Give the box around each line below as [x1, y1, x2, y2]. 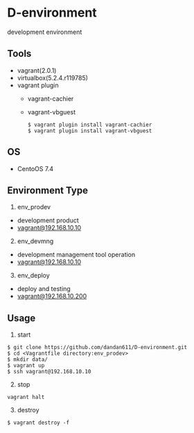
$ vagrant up [7, 362, 45, 369]
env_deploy [17, 272, 50, 280]
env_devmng [17, 237, 54, 245]
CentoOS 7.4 [17, 164, 54, 173]
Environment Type [7, 184, 89, 196]
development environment [7, 28, 82, 36]
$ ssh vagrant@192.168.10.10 [7, 369, 91, 375]
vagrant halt [7, 394, 45, 401]
